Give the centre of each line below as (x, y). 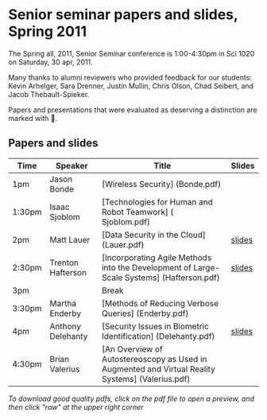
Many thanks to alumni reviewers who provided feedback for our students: (130, 77)
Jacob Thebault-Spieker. (49, 94)
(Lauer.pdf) (123, 244)
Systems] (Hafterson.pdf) (172, 278)
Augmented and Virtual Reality (159, 369)
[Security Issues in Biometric (155, 326)
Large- (207, 267)
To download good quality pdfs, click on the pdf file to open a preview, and (132, 399)
